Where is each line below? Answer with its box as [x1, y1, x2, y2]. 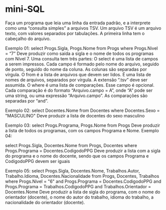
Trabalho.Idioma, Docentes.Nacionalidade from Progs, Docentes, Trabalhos [5, 173, 160, 179]
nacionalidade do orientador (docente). [5, 199, 85, 205]
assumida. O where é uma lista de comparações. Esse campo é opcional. [5, 82, 155, 88]
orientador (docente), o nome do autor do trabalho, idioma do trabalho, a [5, 194, 154, 200]
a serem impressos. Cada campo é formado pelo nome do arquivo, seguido [5, 61, 160, 67]
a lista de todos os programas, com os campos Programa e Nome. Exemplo [5, 127, 160, 133]
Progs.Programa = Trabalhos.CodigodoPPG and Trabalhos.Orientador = [5, 183, 151, 189]
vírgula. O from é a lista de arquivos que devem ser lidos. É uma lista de [5, 71, 151, 77]
